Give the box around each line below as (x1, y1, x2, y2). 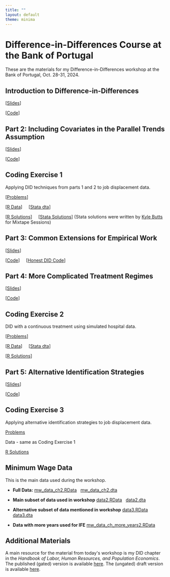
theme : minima (5, 17, 36, 22)
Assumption (5, 133, 45, 141)
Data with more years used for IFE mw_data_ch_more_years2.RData (12, 522, 156, 528)
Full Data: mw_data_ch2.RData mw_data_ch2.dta (12, 487, 118, 493)
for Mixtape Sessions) (5, 219, 51, 225)
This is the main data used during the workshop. (5, 477, 107, 483)
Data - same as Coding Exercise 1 (5, 439, 76, 445)
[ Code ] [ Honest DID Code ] (5, 257, 66, 263)
